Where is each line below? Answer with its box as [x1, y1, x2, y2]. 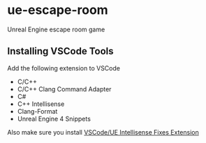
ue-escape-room [7, 2, 108, 18]
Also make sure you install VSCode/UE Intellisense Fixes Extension [7, 128, 199, 136]
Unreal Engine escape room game [7, 25, 105, 33]
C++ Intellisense [17, 100, 65, 108]
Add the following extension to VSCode [7, 63, 121, 72]
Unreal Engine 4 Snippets [17, 114, 91, 123]
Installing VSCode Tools [7, 45, 114, 57]
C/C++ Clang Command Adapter [17, 84, 112, 93]
